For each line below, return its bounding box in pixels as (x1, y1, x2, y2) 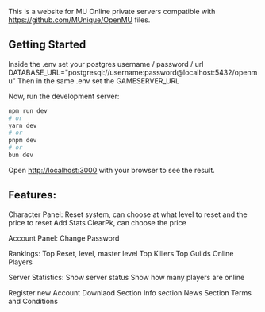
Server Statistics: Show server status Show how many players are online (8, 272, 245, 282)
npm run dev (8, 106, 48, 114)
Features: (8, 188, 57, 202)
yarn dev (8, 121, 37, 129)
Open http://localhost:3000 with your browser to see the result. (8, 165, 216, 175)
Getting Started (8, 38, 86, 52)
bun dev (8, 151, 34, 160)
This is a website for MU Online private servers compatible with (8, 7, 216, 16)
